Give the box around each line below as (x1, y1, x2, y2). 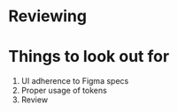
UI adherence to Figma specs (20, 76, 129, 86)
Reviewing (8, 6, 88, 26)
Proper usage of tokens (20, 86, 107, 96)
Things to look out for (8, 47, 170, 67)
